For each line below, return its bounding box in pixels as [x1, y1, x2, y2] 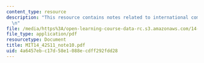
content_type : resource [6, 8, 67, 15]
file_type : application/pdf [6, 31, 78, 37]
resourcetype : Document [6, 37, 67, 43]
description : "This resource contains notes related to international [6, 14, 189, 20]
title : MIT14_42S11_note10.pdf [6, 43, 86, 49]
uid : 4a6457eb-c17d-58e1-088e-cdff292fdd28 [6, 48, 118, 54]
